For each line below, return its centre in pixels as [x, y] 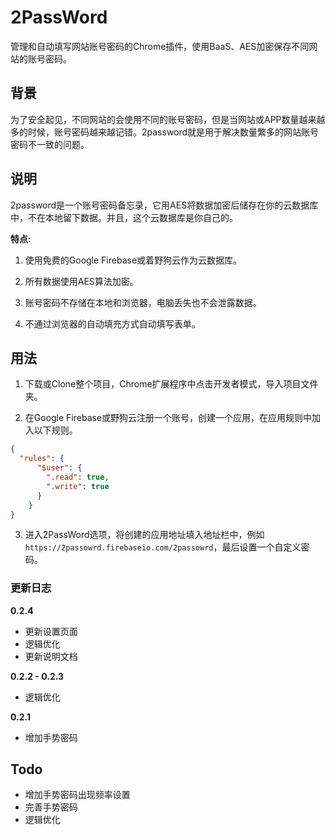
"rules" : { [42, 459]
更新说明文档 [51, 656]
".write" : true [78, 486]
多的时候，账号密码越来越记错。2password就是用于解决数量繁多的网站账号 [165, 132]
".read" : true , [78, 477]
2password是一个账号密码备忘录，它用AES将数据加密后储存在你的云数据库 [164, 205]
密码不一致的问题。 [50, 144]
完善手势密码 [51, 807]
